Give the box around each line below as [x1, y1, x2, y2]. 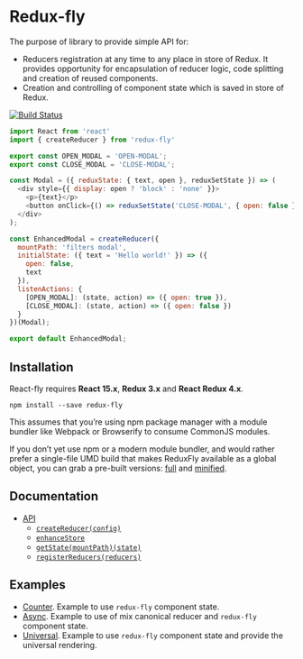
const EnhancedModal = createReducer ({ [9, 234, 160, 243]
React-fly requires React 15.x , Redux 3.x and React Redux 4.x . [9, 383, 243, 394]
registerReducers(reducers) [35, 553, 142, 562]
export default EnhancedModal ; [9, 334, 127, 343]
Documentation [9, 489, 99, 504]
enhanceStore [35, 534, 86, 543]
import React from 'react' [9, 126, 111, 136]
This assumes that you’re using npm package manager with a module [9, 416, 268, 427]
